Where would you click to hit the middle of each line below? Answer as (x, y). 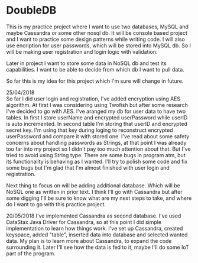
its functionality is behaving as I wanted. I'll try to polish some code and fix (97, 161)
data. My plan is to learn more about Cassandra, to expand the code (89, 241)
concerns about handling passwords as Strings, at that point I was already (96, 142)
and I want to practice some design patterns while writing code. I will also (95, 39)
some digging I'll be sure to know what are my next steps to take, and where (99, 198)
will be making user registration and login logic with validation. (82, 51)
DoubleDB (31, 10)
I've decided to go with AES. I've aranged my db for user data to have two (96, 111)
